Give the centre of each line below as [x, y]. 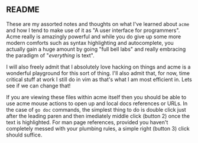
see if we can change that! [38, 86]
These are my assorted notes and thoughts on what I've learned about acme [98, 24]
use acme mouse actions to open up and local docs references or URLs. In [97, 103]
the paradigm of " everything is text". [50, 55]
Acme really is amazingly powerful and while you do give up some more [94, 36]
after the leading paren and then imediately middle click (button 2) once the [98, 116]
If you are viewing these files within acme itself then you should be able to [96, 97]
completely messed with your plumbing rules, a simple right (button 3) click [98, 128]
